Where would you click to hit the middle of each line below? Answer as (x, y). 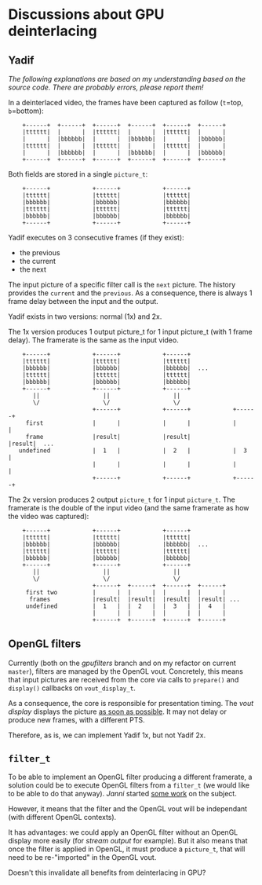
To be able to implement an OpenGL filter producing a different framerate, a (130, 777)
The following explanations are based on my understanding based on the (127, 79)
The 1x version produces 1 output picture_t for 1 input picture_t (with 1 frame (130, 332)
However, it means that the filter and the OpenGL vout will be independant (128, 808)
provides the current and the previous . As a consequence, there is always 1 (130, 293)
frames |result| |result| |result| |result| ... (135, 599)
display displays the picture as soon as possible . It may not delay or (118, 711)
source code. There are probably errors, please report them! (106, 87)
